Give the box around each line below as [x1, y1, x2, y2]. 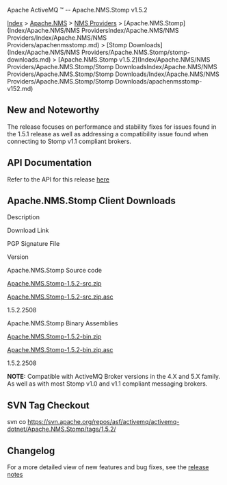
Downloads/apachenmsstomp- [115, 77, 202, 85]
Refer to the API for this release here [7, 175, 109, 184]
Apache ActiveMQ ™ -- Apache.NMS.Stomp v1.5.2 [7, 6, 148, 14]
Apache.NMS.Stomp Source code [7, 266, 103, 275]
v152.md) [7, 85, 34, 92]
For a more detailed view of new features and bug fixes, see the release [7, 463, 209, 471]
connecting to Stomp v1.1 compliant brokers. [7, 137, 132, 145]
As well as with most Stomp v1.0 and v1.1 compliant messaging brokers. [7, 380, 208, 388]
